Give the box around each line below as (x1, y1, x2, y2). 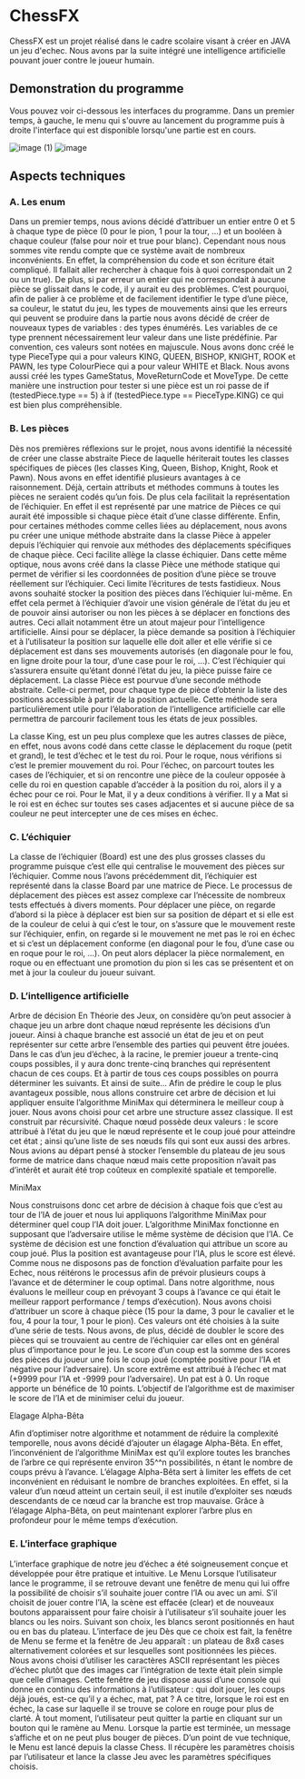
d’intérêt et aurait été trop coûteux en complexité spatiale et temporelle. (9, 1164, 277, 1176)
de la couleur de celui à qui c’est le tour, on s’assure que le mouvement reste (9, 919, 296, 930)
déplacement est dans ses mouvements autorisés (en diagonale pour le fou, (9, 646, 293, 657)
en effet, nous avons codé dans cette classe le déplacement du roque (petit (9, 740, 292, 751)
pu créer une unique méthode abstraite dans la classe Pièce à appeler (9, 529, 271, 540)
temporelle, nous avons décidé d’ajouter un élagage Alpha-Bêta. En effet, (9, 1438, 283, 1448)
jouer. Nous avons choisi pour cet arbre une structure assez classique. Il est (9, 1107, 293, 1118)
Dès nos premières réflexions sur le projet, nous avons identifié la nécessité (9, 442, 292, 454)
